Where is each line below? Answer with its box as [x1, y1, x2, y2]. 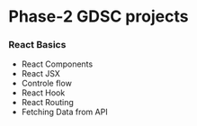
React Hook [21, 87, 66, 98]
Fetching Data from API [21, 106, 109, 118]
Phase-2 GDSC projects [8, 6, 189, 27]
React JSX [21, 68, 60, 79]
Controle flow [21, 78, 73, 89]
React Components [21, 58, 94, 69]
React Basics [8, 39, 67, 51]
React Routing [21, 97, 74, 108]
